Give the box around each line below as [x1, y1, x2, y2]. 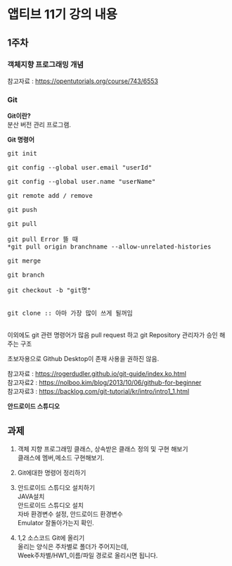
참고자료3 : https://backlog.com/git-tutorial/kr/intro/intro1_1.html [7, 387, 190, 396]
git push [7, 206, 37, 214]
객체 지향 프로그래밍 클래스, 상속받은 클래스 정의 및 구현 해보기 [17, 444, 188, 453]
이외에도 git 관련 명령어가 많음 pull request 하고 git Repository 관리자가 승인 [7, 331, 218, 339]
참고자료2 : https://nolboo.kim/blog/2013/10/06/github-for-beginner [7, 378, 202, 387]
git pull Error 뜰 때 [7, 235, 79, 244]
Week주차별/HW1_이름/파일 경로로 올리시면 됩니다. [17, 551, 158, 560]
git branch [7, 271, 45, 279]
